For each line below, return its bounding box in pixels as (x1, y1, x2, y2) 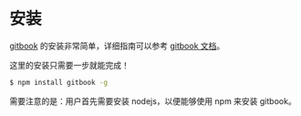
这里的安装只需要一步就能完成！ (9, 59, 130, 70)
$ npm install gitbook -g (9, 78, 108, 87)
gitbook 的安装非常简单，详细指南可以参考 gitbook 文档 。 (9, 40, 225, 51)
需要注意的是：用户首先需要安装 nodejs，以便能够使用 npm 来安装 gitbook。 (9, 95, 296, 106)
